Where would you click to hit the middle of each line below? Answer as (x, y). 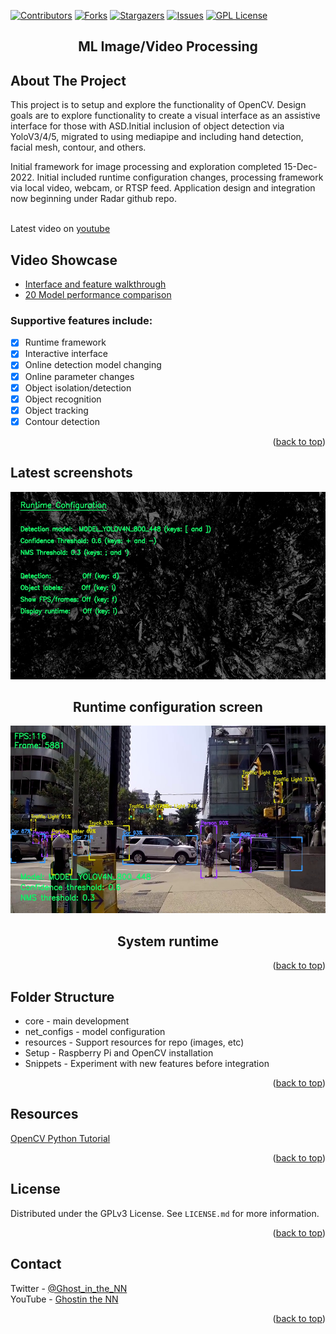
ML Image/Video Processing (168, 46)
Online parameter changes (79, 376)
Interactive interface (66, 354)
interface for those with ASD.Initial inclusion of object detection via (147, 126)
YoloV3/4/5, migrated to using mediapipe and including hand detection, (157, 137)
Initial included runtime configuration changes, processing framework (180, 177)
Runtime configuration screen (168, 707)
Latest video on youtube (60, 229)
